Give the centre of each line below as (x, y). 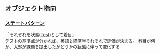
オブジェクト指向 (31, 9)
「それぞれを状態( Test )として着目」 (41, 34)
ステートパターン (25, 23)
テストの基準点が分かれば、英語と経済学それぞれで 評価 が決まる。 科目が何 (80, 41)
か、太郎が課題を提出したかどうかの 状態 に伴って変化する (62, 46)
